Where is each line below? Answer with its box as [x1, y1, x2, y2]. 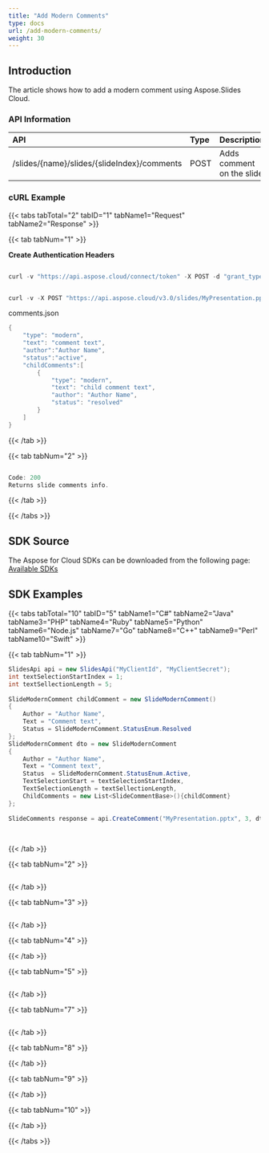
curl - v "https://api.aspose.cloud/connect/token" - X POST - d [8, 272, 220, 281]
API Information [8, 113, 71, 124]
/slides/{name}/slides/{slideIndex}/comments [12, 158, 183, 169]
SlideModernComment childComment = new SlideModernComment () [8, 695, 217, 703]
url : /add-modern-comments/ [8, 26, 102, 35]
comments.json [8, 308, 59, 318]
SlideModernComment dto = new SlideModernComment [8, 740, 178, 748]
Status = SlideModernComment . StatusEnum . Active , [22, 769, 192, 778]
